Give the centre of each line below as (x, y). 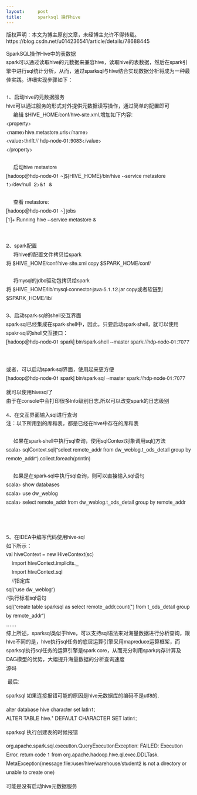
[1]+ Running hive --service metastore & (51, 219)
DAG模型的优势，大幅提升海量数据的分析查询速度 (65, 659)
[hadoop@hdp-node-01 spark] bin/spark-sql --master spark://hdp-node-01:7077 (96, 378)
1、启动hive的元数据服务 (35, 97)
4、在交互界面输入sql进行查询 (42, 415)
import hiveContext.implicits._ (45, 563)
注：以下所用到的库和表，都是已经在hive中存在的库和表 (72, 423)
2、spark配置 (22, 245)
